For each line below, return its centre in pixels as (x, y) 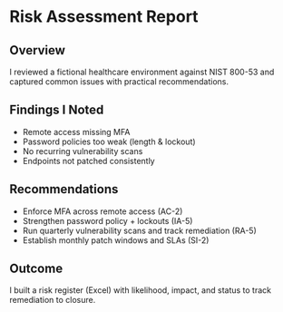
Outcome (36, 269)
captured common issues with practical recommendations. (119, 82)
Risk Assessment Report (104, 17)
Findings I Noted (57, 110)
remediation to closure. (53, 300)
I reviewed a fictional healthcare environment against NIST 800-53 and (142, 72)
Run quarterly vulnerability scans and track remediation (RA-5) (139, 230)
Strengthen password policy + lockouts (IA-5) (107, 220)
